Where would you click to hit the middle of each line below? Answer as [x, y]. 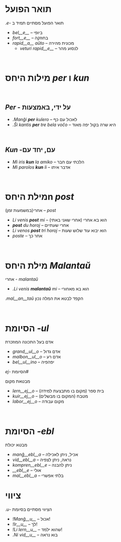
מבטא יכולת [16, 445]
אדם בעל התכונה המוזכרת [29, 342]
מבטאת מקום [18, 381]
